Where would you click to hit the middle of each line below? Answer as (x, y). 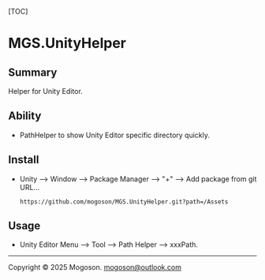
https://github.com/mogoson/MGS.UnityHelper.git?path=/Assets (124, 202)
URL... (30, 187)
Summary (33, 72)
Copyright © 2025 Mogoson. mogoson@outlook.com (95, 267)
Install (24, 160)
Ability (25, 116)
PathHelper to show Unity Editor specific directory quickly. (115, 135)
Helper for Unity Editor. (45, 91)
